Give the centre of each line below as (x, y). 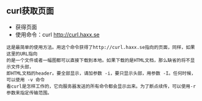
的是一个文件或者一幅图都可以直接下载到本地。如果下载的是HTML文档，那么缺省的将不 (99, 60)
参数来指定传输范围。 (29, 93)
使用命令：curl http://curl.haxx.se (57, 34)
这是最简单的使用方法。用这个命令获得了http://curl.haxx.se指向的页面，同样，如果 (101, 47)
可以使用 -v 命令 (25, 80)
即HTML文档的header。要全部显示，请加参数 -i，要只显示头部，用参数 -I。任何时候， (101, 73)
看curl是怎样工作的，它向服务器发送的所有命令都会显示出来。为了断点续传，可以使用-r (101, 86)
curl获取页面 (30, 11)
